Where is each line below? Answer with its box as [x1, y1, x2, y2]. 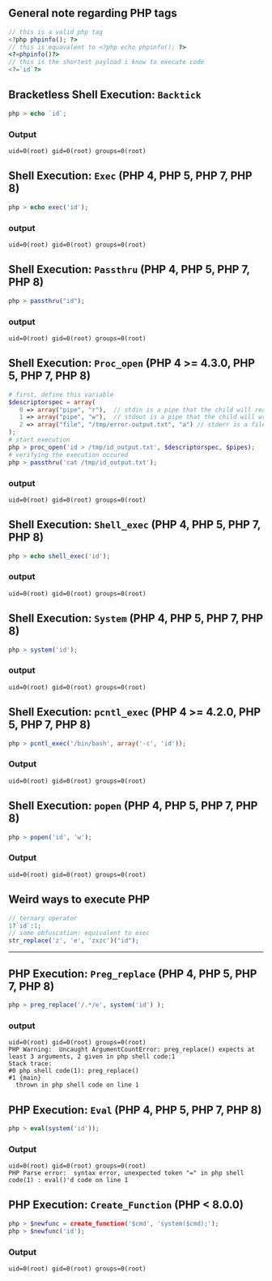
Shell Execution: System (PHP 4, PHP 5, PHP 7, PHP [8, 612, 264, 626]
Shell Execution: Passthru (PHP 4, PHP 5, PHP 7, [8, 263, 250, 276]
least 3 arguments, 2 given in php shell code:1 [8, 1053, 176, 1061]
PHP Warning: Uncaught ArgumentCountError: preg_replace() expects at [8, 1045, 255, 1054]
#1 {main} [8, 1074, 42, 1082]
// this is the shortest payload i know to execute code [8, 58, 205, 66]
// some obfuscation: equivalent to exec [8, 929, 151, 937]
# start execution [8, 436, 70, 444]
